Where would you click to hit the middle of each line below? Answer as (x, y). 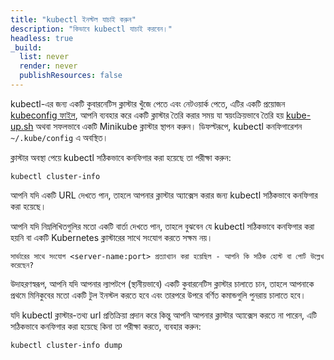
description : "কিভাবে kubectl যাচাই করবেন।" (91, 29)
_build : (26, 47)
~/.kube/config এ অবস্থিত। (59, 137)
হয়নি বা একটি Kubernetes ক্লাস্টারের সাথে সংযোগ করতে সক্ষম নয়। (111, 237)
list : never (44, 57)
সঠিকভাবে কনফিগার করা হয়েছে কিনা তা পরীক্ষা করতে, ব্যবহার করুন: (106, 326)
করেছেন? (22, 265)
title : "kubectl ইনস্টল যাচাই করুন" (73, 19)
